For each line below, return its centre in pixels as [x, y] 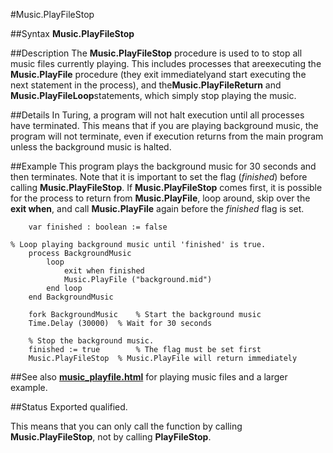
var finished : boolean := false [98, 227]
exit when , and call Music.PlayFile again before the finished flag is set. [157, 208]
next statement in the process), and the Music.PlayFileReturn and [146, 85]
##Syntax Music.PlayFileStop [72, 33]
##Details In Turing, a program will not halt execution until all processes [157, 115]
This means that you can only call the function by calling [126, 426]
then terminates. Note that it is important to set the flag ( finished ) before [159, 177]
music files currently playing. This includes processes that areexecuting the [166, 63]
